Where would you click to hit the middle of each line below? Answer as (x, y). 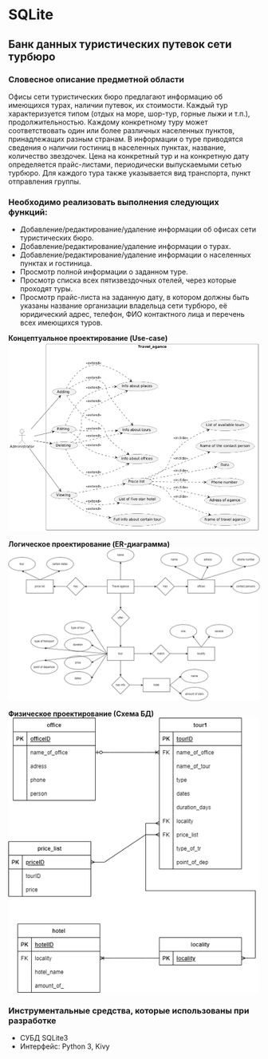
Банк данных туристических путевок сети (120, 44)
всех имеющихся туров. (61, 323)
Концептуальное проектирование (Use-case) (88, 338)
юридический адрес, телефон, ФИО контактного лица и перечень (132, 314)
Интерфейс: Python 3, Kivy (65, 1046)
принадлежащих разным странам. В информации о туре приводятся (126, 139)
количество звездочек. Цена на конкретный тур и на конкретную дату (129, 156)
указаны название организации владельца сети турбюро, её (123, 306)
